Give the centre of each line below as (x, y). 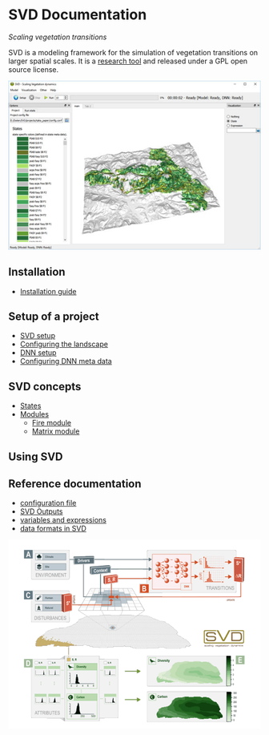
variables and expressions (63, 520)
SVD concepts (45, 386)
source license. (33, 69)
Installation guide (48, 291)
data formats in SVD (53, 529)
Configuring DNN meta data (66, 361)
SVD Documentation (78, 15)
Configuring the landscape (64, 344)
